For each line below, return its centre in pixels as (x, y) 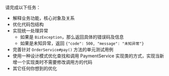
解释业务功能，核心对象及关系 (43, 18)
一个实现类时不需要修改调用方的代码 (54, 62)
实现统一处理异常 (30, 31)
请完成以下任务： (23, 7)
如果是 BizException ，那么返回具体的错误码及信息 (72, 37)
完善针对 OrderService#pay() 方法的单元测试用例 (63, 50)
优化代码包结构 (28, 24)
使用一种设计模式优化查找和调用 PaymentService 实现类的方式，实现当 (86, 56)
